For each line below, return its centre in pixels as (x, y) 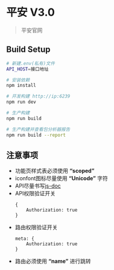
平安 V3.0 (31, 12)
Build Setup (28, 50)
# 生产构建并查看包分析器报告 (38, 129)
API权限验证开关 (35, 193)
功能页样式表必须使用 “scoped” (55, 171)
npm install (21, 86)
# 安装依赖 (18, 80)
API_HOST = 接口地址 (28, 69)
